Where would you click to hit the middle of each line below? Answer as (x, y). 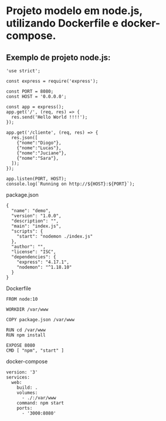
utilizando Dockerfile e (62, 23)
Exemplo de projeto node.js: (58, 57)
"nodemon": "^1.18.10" (44, 267)
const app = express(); (35, 107)
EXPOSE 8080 (21, 345)
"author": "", (28, 247)
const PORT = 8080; (30, 92)
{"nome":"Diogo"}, (39, 143)
